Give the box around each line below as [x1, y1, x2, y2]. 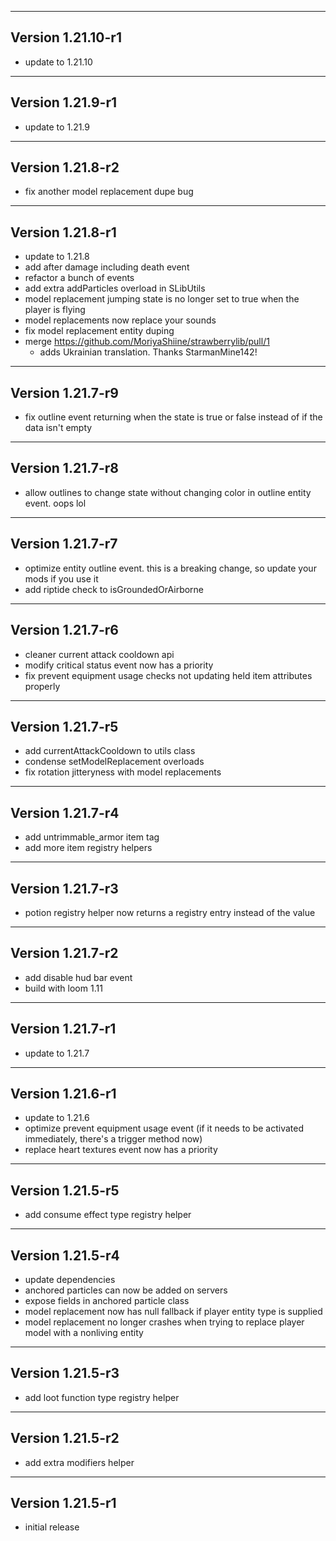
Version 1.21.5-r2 [10, 1430, 120, 1447]
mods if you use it [24, 572, 99, 585]
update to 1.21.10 [24, 56, 93, 68]
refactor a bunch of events [24, 272, 135, 284]
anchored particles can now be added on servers [24, 1284, 228, 1296]
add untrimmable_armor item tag [24, 831, 160, 843]
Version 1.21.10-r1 [10, 29, 122, 46]
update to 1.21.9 [24, 121, 90, 133]
